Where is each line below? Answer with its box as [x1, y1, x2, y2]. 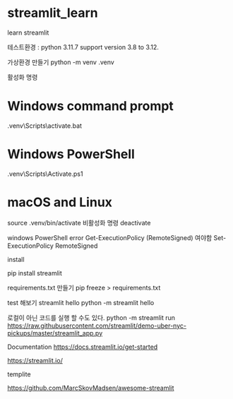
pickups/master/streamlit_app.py [7, 328, 103, 337]
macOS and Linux [7, 194, 113, 210]
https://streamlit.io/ [7, 356, 64, 364]
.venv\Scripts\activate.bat [7, 121, 83, 130]
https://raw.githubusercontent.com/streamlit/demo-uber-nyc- [7, 321, 187, 330]
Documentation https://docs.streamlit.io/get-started [7, 343, 158, 351]
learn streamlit [7, 28, 49, 37]
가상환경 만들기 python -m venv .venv [7, 58, 114, 66]
